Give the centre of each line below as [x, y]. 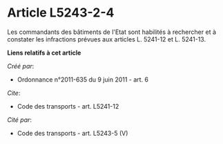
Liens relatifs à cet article [44, 53]
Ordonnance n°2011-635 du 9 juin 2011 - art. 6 [83, 79]
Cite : [14, 93]
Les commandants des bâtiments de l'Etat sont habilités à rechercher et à [111, 32]
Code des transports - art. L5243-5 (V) [72, 133]
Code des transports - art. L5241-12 [68, 106]
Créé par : [21, 66]
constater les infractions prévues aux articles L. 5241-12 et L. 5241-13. [106, 39]
